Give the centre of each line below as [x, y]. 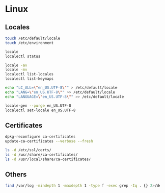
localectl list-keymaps [29, 79]
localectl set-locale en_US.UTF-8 [41, 110]
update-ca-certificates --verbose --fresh [49, 141]
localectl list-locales [29, 74]
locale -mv [16, 70]
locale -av [16, 65]
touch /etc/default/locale [33, 38]
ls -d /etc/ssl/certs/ [28, 150]
